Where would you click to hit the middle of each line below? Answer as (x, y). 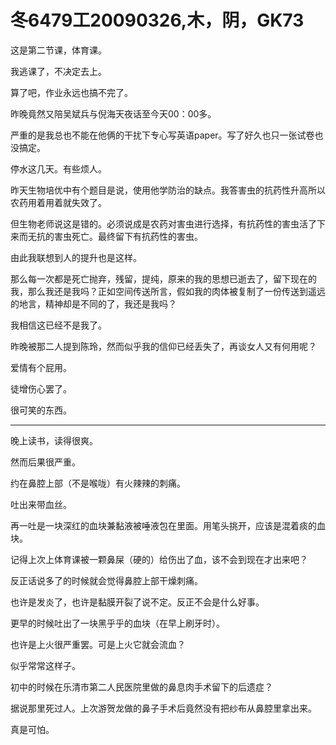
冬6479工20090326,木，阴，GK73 (157, 20)
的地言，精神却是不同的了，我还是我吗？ (93, 303)
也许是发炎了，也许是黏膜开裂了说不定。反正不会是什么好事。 (137, 602)
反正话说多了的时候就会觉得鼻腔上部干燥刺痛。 (106, 580)
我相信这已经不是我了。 (58, 325)
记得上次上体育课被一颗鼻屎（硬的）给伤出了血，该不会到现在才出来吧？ (159, 559)
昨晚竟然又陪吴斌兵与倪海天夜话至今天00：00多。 (113, 113)
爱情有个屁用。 (41, 367)
